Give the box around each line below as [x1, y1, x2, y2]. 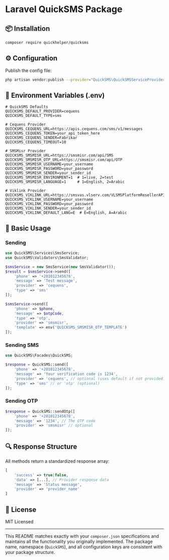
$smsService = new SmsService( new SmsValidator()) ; [5, 264, 116, 269]
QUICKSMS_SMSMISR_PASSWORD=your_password [5, 166, 94, 171]
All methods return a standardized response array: [5, 458, 110, 464]
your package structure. [5, 549, 55, 555]
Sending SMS [5, 341, 39, 348]
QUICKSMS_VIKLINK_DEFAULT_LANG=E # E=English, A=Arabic [5, 210, 127, 215]
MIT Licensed [5, 519, 34, 525]
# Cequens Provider [5, 122, 46, 127]
